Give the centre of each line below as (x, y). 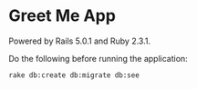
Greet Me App (62, 16)
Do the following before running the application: (98, 58)
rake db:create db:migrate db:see (74, 75)
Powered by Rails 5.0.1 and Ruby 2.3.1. (80, 41)
